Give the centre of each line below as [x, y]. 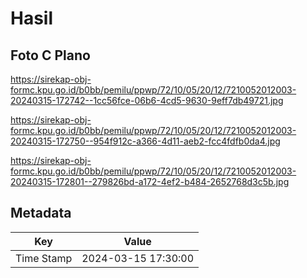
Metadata [41, 213]
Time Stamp [44, 258]
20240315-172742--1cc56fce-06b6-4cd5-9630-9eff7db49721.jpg [147, 100]
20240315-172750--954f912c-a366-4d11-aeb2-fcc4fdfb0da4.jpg [145, 141]
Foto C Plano [50, 55]
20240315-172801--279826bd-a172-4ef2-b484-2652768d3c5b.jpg [150, 181]
